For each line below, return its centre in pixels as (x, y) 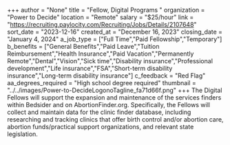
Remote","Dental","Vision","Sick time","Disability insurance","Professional (110, 61)
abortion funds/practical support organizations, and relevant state (101, 127)
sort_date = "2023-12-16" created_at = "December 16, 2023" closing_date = (115, 32)
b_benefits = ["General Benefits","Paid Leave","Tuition (83, 46)
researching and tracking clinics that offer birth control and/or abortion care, (115, 119)
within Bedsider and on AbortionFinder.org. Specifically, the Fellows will (108, 105)
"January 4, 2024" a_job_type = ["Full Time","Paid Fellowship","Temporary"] (115, 39)
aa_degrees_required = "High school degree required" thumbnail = (102, 83)
